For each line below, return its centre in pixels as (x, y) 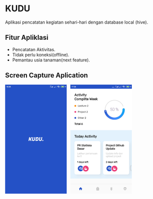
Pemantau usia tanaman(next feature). (51, 60)
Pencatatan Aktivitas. (34, 49)
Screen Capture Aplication (46, 75)
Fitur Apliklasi (27, 38)
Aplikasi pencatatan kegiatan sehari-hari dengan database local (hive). (77, 22)
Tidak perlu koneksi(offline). (41, 55)
